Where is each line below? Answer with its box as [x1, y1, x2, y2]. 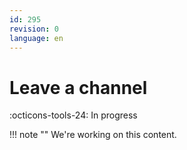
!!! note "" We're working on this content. [9, 129, 177, 141]
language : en [9, 33, 64, 43]
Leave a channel [9, 76, 148, 99]
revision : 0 [9, 24, 59, 34]
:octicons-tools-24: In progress [9, 109, 138, 121]
